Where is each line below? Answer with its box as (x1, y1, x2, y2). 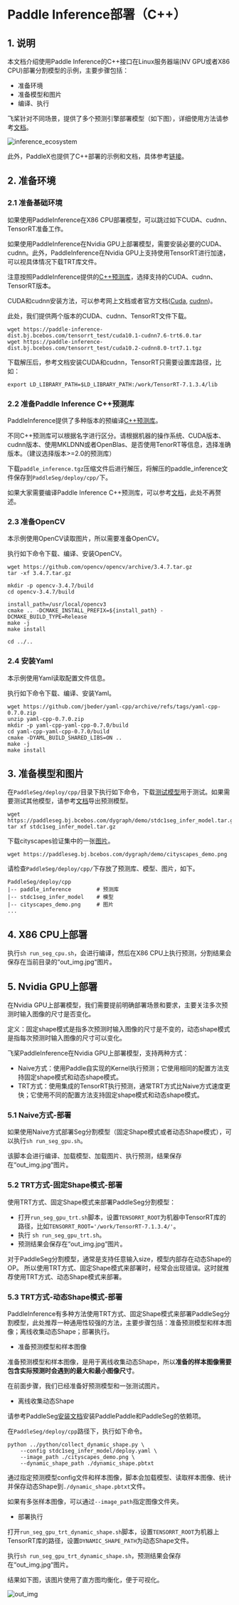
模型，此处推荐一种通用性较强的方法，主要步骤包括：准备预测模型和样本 (13, 1318, 225, 1327)
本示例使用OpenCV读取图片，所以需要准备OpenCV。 (7, 535, 164, 543)
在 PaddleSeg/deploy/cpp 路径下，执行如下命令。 (7, 1426, 147, 1435)
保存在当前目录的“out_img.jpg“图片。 (7, 958, 116, 967)
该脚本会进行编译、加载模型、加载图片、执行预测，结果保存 (7, 1152, 182, 1160)
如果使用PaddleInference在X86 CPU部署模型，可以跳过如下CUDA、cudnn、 (7, 215, 231, 224)
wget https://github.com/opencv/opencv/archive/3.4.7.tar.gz (7, 564, 193, 571)
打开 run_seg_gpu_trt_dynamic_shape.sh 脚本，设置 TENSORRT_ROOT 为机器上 (7, 1527, 220, 1536)
